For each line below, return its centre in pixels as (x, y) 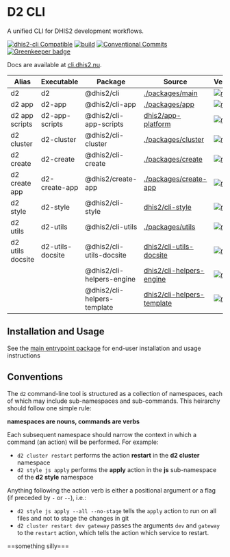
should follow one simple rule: (49, 408)
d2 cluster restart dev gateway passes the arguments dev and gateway (118, 525)
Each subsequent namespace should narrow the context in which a (102, 434)
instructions (24, 355)
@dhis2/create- (111, 179)
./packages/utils (169, 227)
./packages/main (170, 93)
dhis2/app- (162, 115)
